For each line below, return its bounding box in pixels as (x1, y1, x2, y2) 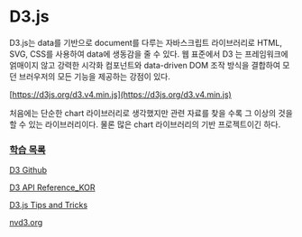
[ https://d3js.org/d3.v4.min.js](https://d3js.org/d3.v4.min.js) (9, 88, 232, 100)
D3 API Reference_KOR (9, 182, 96, 193)
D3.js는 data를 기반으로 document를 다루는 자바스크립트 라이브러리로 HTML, (9, 37, 282, 48)
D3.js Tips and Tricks (9, 200, 88, 211)
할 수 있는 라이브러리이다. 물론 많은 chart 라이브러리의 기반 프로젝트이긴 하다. (9, 119, 281, 130)
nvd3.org (9, 217, 43, 228)
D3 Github (9, 165, 48, 176)
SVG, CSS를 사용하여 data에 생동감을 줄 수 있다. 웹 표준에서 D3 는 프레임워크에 (9, 48, 288, 59)
